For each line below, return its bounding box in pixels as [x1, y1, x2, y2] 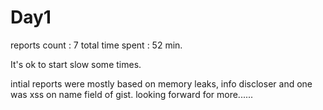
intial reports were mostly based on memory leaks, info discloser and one [10, 77, 313, 90]
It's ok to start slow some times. [10, 58, 142, 70]
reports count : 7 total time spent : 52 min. [10, 39, 183, 51]
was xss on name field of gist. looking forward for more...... [10, 88, 254, 100]
